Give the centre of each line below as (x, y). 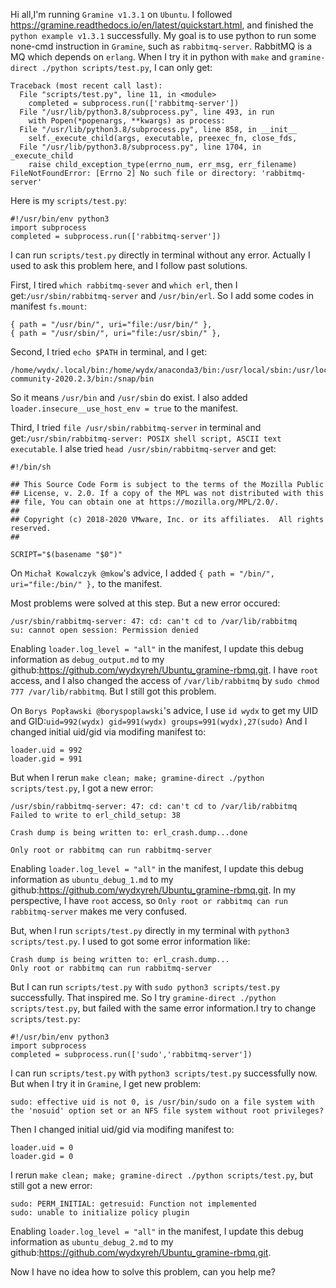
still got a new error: (51, 1185)
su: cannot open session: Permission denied (104, 630)
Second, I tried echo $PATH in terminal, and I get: (109, 352)
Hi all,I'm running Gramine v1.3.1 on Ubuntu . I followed (121, 14)
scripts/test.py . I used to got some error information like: (130, 941)
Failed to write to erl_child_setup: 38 (96, 815)
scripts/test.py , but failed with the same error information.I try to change (163, 1008)
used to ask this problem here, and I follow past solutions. (129, 265)
